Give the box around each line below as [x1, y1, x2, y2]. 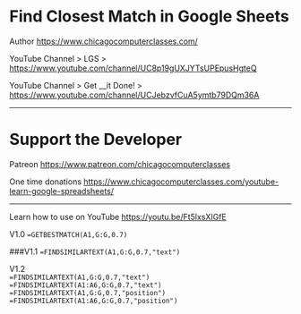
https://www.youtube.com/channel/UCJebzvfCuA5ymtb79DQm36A [9, 89, 260, 100]
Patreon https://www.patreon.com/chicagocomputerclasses [9, 158, 231, 169]
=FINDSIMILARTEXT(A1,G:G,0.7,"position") [9, 288, 167, 297]
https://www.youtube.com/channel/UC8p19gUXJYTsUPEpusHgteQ [9, 63, 257, 73]
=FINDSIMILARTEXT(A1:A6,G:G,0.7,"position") [9, 296, 178, 305]
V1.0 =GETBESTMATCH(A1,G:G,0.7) [9, 228, 128, 239]
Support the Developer [9, 130, 182, 149]
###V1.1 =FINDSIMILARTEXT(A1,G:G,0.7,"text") [9, 246, 181, 257]
